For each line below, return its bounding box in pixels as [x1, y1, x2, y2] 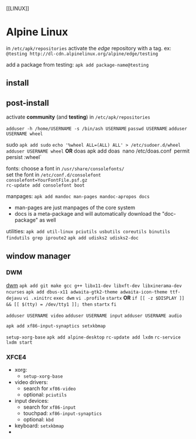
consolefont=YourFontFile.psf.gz [6, 178, 88, 184]
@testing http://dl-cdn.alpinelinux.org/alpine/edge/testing [6, 51, 159, 57]
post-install [6, 98, 49, 108]
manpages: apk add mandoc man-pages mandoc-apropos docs [6, 193, 150, 200]
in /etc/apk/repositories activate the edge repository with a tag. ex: [6, 44, 171, 51]
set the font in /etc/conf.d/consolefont [6, 171, 101, 178]
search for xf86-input [23, 403, 76, 411]
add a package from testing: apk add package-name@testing [6, 61, 149, 68]
